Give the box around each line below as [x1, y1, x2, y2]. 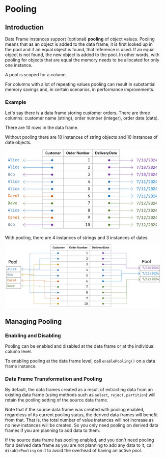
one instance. [5, 62, 33, 68]
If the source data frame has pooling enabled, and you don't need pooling [5, 437, 154, 443]
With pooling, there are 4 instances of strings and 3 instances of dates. [5, 235, 149, 241]
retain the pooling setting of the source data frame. [5, 397, 109, 403]
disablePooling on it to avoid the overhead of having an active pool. [5, 448, 142, 454]
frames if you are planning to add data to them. [5, 427, 101, 433]
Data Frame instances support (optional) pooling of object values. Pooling [5, 36, 155, 42]
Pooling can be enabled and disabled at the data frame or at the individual [5, 343, 155, 349]
